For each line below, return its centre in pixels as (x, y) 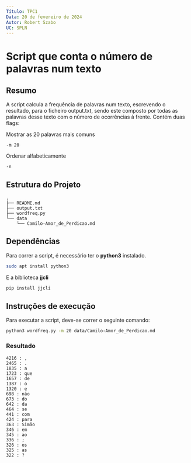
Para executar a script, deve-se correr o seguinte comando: (78, 320)
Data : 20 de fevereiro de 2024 (44, 17)
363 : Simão (20, 424)
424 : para (19, 419)
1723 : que (19, 373)
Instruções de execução (51, 306)
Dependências (33, 241)
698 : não (18, 394)
